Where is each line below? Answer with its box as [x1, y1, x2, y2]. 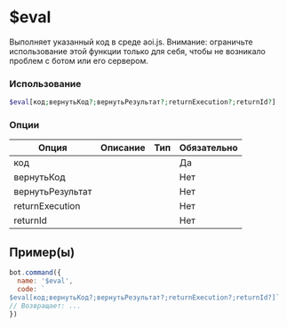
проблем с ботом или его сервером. [9, 55, 148, 66]
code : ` [17, 284, 46, 293]
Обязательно [179, 141, 238, 154]
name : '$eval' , [17, 276, 74, 286]
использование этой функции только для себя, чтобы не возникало [9, 45, 267, 56]
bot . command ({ [9, 268, 62, 277]
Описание [100, 141, 146, 154]
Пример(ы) [9, 244, 76, 259]
